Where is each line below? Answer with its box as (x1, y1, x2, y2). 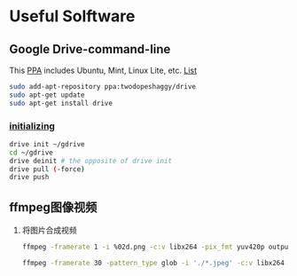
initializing (9, 120, 56, 132)
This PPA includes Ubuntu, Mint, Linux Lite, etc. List (9, 65, 198, 75)
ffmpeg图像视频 (9, 200, 98, 215)
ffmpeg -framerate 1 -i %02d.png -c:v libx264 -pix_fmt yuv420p (21, 242, 265, 252)
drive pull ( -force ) (9, 164, 86, 174)
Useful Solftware (9, 6, 136, 27)
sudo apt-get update (9, 91, 86, 99)
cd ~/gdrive (9, 148, 53, 157)
